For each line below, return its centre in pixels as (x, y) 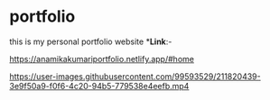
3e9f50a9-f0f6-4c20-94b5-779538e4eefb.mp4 (99, 86)
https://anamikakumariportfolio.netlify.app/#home (102, 59)
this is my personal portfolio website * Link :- (91, 41)
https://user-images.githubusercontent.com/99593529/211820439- (135, 76)
